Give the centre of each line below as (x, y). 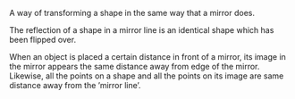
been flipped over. (43, 40)
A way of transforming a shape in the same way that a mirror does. (132, 13)
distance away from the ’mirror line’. (75, 85)
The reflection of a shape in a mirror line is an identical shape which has (142, 30)
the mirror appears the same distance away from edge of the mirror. (135, 66)
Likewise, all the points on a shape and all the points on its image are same (147, 76)
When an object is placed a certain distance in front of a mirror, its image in (147, 57)
